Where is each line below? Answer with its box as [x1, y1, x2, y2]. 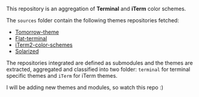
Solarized [15, 48, 39, 55]
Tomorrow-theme [15, 28, 59, 36]
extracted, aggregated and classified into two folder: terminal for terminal [6, 66, 191, 73]
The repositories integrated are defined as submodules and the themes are [6, 60, 194, 66]
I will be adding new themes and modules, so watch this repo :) [6, 84, 164, 91]
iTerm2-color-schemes [15, 42, 73, 48]
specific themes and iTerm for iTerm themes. [6, 72, 118, 79]
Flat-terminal [15, 35, 47, 42]
